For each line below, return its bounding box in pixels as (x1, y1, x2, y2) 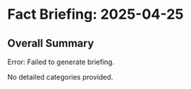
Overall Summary (7, 37, 95, 50)
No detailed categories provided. (7, 73, 114, 81)
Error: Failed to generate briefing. (7, 57, 115, 66)
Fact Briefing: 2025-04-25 (7, 5, 185, 23)
